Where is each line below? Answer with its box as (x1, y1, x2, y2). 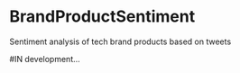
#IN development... (9, 53, 81, 64)
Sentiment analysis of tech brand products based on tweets (9, 36, 232, 47)
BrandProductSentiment (9, 6, 196, 27)
